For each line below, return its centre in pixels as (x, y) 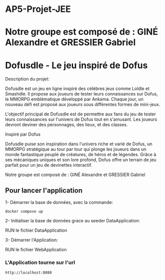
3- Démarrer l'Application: (32, 240)
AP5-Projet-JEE (38, 9)
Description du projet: (27, 79)
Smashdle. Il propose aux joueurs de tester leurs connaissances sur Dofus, (82, 94)
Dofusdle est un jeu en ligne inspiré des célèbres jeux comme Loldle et (77, 89)
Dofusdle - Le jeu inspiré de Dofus (76, 65)
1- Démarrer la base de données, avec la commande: (59, 202)
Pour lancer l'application (44, 190)
